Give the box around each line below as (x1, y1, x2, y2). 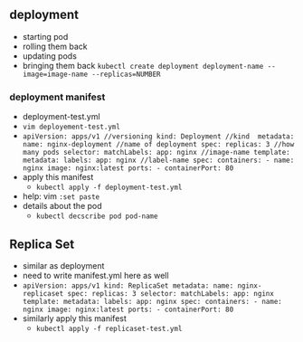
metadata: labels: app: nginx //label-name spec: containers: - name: (22, 156, 295, 166)
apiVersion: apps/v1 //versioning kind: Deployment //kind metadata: (22, 132, 295, 141)
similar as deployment (22, 260, 105, 271)
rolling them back (22, 41, 88, 52)
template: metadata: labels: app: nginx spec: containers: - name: (22, 297, 282, 306)
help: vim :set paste (22, 191, 100, 202)
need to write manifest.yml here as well (22, 270, 169, 280)
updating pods (22, 50, 77, 62)
